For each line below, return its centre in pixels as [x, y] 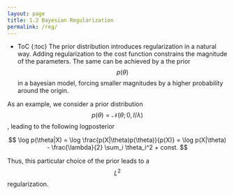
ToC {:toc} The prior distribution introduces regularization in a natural [117, 47]
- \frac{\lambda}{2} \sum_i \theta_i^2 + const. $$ [117, 147]
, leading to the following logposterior [61, 127]
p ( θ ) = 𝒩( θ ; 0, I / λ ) [117, 115]
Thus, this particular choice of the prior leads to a [78, 161]
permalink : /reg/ [32, 27]
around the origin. [43, 91]
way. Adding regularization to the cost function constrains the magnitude [122, 54]
